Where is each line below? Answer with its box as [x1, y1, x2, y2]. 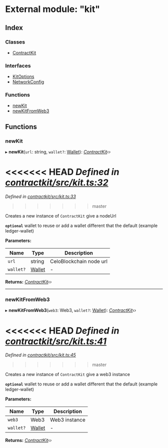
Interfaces [5, 62, 31, 69]
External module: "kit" [5, 3, 100, 15]
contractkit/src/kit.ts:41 [5, 335, 106, 347]
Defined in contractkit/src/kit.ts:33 [5, 193, 76, 199]
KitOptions [12, 73, 34, 79]
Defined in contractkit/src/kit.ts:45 [5, 352, 76, 358]
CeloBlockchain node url [49, 258, 107, 265]
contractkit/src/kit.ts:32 [5, 177, 108, 188]
